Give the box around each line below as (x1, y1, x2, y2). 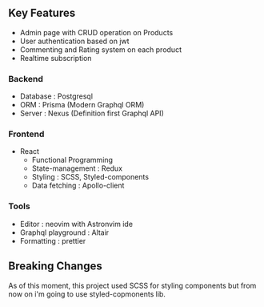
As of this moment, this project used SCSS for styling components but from (8, 281, 257, 290)
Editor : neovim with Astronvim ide (19, 219, 134, 228)
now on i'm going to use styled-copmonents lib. (8, 289, 166, 299)
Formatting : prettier (19, 236, 86, 245)
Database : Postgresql (19, 91, 94, 101)
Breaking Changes (8, 260, 102, 273)
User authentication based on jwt (19, 36, 130, 46)
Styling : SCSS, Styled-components (31, 172, 150, 182)
